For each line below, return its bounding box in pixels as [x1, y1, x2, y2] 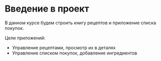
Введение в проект [5, 3, 90, 15]
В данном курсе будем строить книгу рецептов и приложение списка [5, 20, 156, 26]
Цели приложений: [5, 35, 46, 41]
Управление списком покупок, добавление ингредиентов [12, 50, 137, 56]
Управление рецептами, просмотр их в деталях [12, 44, 116, 50]
